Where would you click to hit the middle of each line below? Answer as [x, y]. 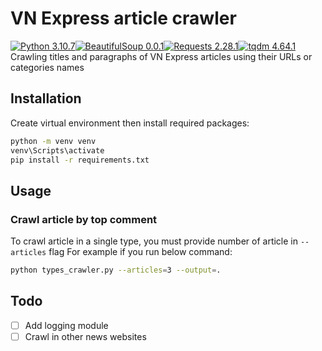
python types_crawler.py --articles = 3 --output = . [116, 270]
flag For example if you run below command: [140, 252]
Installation [46, 98]
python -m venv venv [53, 141]
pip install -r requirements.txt [80, 160]
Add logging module [66, 325]
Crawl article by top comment [84, 219]
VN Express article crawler [123, 18]
